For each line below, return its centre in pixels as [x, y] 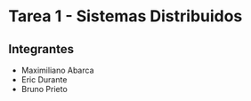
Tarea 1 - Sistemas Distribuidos [125, 16]
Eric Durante [44, 80]
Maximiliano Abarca [57, 70]
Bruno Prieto [44, 89]
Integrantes [41, 49]
